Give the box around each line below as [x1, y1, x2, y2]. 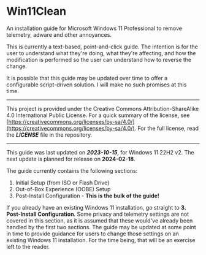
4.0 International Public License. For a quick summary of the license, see [6, 112, 190, 119]
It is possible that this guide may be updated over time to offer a [6, 74, 168, 82]
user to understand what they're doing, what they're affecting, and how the [6, 49, 196, 56]
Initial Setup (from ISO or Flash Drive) [15, 179, 110, 186]
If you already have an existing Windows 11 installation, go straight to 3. [6, 204, 186, 211]
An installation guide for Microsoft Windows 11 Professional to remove [6, 25, 183, 32]
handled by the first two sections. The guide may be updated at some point [6, 223, 196, 230]
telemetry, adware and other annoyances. [6, 31, 112, 38]
